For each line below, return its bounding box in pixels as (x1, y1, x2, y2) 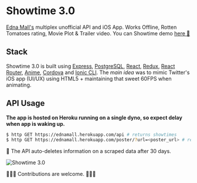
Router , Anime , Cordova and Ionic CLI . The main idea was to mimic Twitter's (6, 69, 190, 76)
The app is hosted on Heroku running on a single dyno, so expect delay (6, 114, 183, 121)
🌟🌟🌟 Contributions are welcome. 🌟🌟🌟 (6, 171, 96, 178)
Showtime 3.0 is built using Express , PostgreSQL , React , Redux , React (6, 62, 175, 69)
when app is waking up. (6, 120, 66, 127)
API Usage (6, 98, 45, 108)
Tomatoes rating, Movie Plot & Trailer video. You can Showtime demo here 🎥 (6, 29, 191, 36)
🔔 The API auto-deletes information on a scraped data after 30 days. (6, 148, 171, 155)
